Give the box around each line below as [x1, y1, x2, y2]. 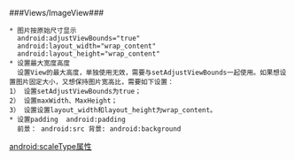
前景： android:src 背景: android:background [17, 125, 182, 133]
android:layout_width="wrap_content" [17, 42, 157, 50]
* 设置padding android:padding [9, 115, 126, 124]
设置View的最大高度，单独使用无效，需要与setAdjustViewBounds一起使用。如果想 [17, 68, 281, 77]
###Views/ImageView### [9, 8, 105, 18]
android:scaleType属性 [9, 141, 92, 151]
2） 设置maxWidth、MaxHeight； [9, 96, 118, 105]
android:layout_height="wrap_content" [17, 50, 161, 58]
